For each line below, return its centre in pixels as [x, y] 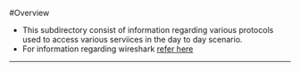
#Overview [29, 13]
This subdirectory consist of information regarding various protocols [148, 30]
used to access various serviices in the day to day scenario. [132, 39]
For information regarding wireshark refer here [108, 49]
